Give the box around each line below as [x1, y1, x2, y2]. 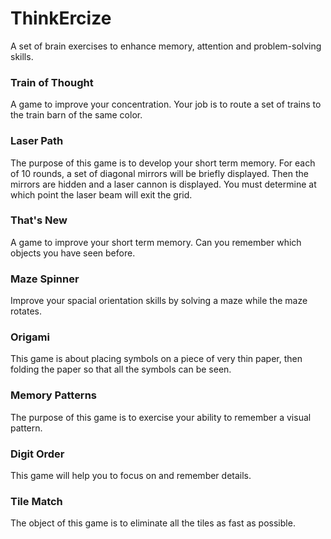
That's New [10, 213, 68, 227]
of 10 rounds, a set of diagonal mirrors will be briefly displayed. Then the [10, 167, 309, 179]
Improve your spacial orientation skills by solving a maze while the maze [10, 295, 308, 307]
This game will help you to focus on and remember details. [10, 470, 252, 482]
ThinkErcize [10, 7, 112, 30]
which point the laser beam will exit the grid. [10, 188, 193, 201]
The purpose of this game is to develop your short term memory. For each [10, 157, 316, 169]
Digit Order [10, 447, 65, 461]
